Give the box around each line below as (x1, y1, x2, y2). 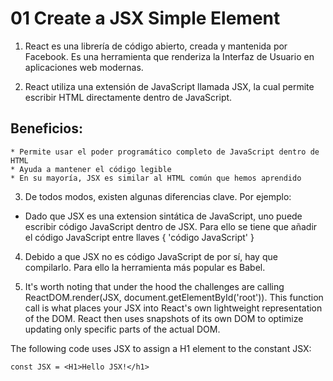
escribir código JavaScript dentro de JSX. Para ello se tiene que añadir (24, 220, 318, 232)
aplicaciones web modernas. (24, 61, 144, 73)
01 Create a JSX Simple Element (10, 7, 281, 30)
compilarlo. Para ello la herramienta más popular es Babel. (24, 261, 266, 273)
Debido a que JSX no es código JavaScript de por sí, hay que (24, 250, 278, 262)
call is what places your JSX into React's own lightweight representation (24, 302, 323, 314)
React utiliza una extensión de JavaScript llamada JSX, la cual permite (24, 80, 315, 92)
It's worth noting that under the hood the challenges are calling (24, 280, 285, 292)
